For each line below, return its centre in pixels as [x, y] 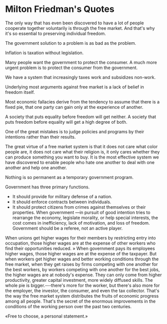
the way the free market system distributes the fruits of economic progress [82, 296]
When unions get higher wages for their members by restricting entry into [81, 238]
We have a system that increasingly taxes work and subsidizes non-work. [80, 77]
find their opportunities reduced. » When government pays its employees [80, 248]
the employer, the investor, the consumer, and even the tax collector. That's [82, 290]
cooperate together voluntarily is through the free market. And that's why [80, 28]
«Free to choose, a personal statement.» [46, 316]
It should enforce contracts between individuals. [62, 202]
